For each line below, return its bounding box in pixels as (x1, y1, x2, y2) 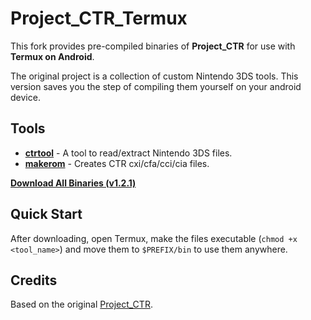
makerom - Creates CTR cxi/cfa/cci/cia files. (24, 157, 210, 169)
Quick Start (10, 206, 83, 223)
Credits (10, 272, 58, 289)
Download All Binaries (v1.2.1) (10, 177, 137, 189)
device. (10, 91, 41, 103)
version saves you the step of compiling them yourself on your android (10, 80, 302, 92)
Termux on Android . (10, 50, 95, 62)
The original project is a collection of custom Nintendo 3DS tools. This (10, 70, 299, 82)
